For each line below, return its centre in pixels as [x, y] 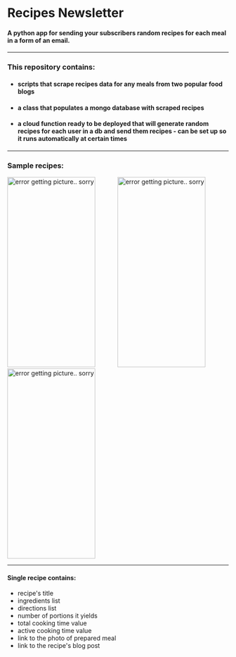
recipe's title [35, 594]
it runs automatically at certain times [72, 139]
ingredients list [39, 601]
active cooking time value [54, 631]
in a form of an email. [39, 40]
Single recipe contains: [42, 577]
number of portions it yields [58, 616]
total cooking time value [52, 623]
